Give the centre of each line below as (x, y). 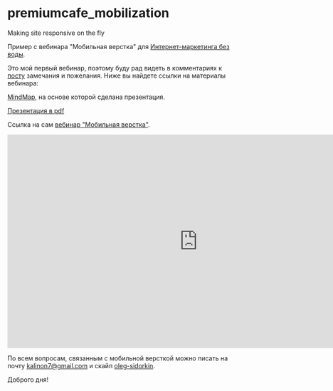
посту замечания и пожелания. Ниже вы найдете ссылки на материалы (117, 75)
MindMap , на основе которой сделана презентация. (86, 97)
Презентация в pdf (36, 110)
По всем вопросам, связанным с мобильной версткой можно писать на (118, 358)
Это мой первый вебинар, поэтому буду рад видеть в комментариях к (115, 68)
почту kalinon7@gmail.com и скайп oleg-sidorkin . (81, 365)
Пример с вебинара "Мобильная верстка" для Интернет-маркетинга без (118, 46)
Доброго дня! (28, 380)
